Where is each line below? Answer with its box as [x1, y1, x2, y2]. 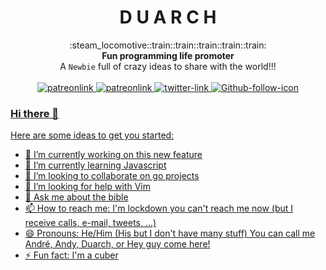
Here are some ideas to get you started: [10, 129, 175, 141]
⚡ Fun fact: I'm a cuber [24, 249, 119, 261]
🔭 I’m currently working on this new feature [24, 149, 203, 161]
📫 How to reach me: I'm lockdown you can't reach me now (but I [24, 202, 294, 215]
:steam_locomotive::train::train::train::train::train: [69, 39, 267, 51]
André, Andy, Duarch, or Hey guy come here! [24, 238, 211, 250]
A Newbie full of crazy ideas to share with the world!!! [59, 60, 277, 72]
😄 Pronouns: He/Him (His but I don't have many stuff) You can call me [24, 227, 316, 240]
